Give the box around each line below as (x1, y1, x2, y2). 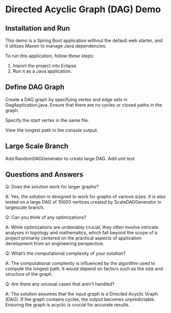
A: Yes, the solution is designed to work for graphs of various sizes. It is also (5, 194, 166, 200)
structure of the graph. (5, 271, 53, 277)
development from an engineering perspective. (5, 240, 105, 247)
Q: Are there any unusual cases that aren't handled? (5, 281, 115, 287)
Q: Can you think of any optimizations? (5, 214, 87, 221)
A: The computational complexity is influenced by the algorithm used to (5, 260, 156, 267)
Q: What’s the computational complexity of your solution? (5, 250, 126, 256)
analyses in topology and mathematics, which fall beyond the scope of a (5, 230, 157, 236)
